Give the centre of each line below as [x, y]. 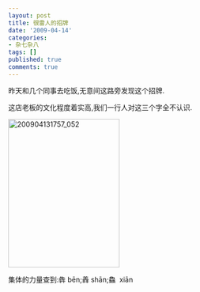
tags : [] [23, 52]
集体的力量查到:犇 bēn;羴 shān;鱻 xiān [71, 279]
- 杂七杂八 [24, 45]
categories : [28, 38]
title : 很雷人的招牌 [38, 23]
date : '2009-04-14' [40, 30]
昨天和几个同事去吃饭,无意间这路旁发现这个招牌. [87, 90]
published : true [35, 60]
